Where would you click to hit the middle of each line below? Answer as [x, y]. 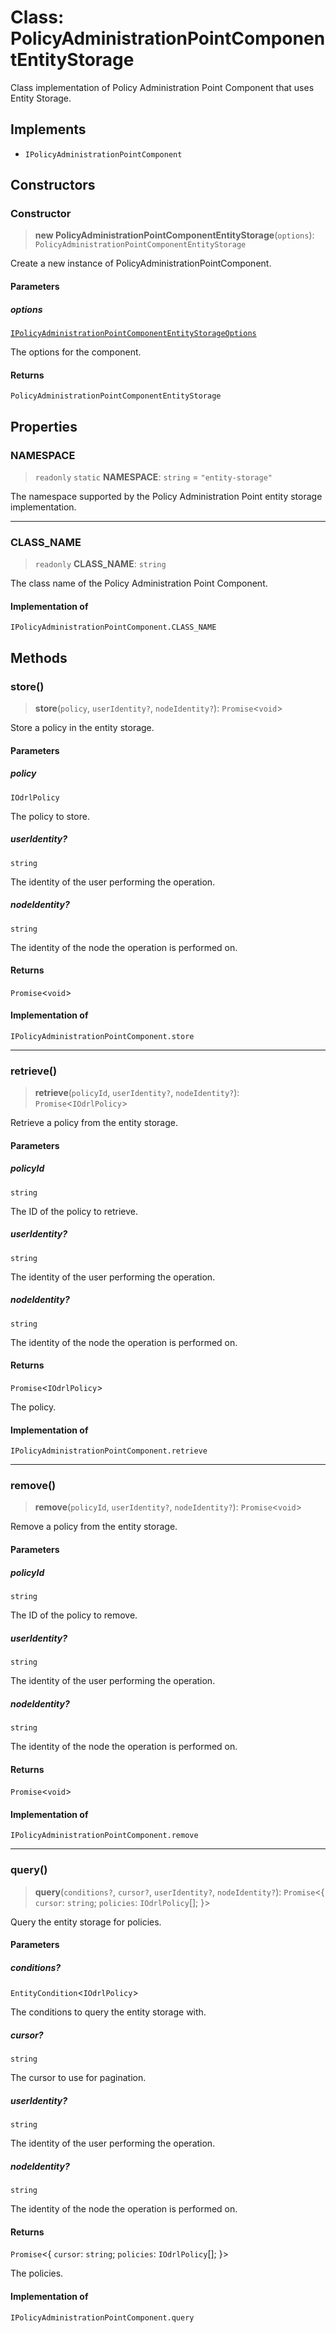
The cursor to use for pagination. [78, 2078]
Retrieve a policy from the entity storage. [94, 1123]
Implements [48, 129]
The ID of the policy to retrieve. [74, 1211]
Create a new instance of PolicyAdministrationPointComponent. [141, 263]
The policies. [37, 2273]
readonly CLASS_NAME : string [100, 564]
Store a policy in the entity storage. [82, 728]
